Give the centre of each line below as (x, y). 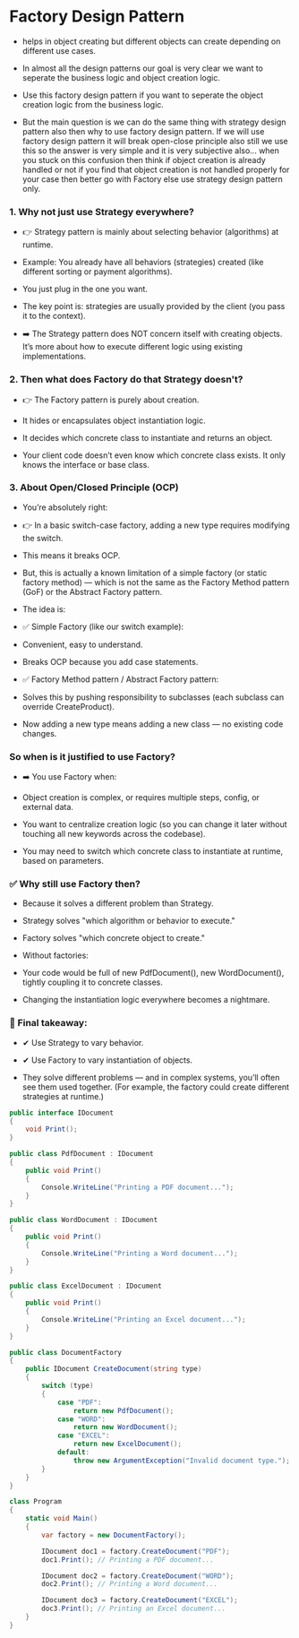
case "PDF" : (79, 1402)
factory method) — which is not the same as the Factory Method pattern (155, 582)
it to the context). (54, 316)
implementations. (54, 357)
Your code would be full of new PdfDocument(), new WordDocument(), (153, 973)
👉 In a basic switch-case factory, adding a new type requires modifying (156, 525)
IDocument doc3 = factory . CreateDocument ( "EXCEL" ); (140, 1600)
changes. (39, 733)
